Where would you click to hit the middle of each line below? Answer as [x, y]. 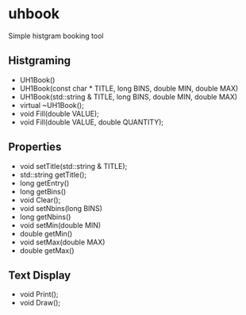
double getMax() [47, 250]
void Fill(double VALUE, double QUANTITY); [92, 122]
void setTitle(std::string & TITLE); [73, 166]
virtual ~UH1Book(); [52, 105]
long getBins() [43, 191]
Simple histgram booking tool [56, 36]
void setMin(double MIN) [60, 225]
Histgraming [40, 61]
